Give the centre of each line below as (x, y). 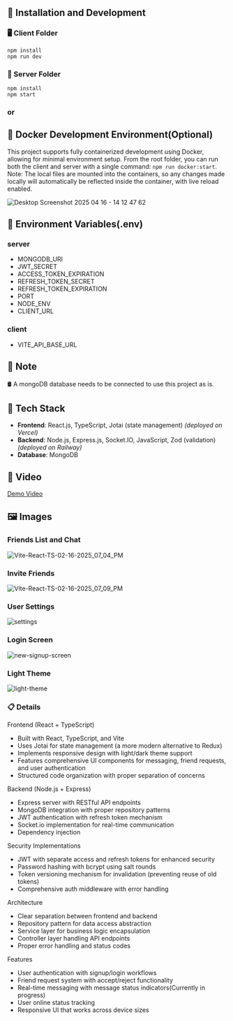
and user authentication (51, 768)
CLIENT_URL (36, 311)
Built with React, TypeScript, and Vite (70, 739)
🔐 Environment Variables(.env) (75, 224)
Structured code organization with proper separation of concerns (111, 776)
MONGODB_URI (40, 259)
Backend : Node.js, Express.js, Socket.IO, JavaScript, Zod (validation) (116, 440)
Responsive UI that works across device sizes (83, 1010)
